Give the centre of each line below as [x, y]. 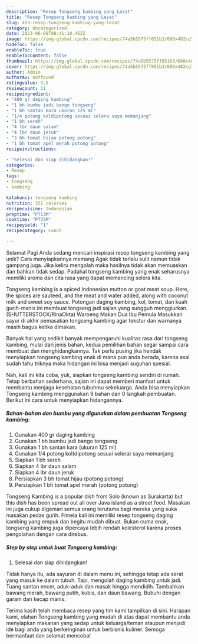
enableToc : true [26, 50]
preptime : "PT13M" [29, 214]
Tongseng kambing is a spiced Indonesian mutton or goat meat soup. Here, [98, 289]
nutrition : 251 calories [37, 203]
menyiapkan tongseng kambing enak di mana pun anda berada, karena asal [98, 357]
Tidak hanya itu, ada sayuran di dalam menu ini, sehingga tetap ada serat [95, 574]
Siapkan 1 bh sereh [37, 460]
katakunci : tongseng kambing [42, 198]
